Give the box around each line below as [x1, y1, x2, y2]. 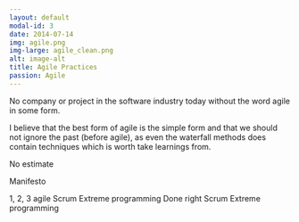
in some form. [9, 104, 61, 116]
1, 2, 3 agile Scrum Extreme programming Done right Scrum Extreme [9, 193, 262, 203]
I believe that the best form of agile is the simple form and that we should [9, 122, 278, 133]
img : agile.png [9, 37, 66, 47]
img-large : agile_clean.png [9, 46, 114, 55]
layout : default [9, 12, 70, 22]
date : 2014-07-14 [9, 29, 74, 38]
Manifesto [9, 176, 46, 186]
